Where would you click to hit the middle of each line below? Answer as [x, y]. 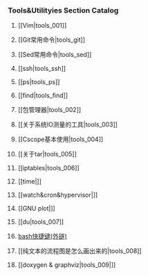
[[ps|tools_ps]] [39, 82]
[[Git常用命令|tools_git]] [52, 40]
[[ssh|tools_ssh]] [42, 69]
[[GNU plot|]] [37, 209]
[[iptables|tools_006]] [49, 168]
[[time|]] [30, 181]
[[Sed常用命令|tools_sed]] [55, 55]
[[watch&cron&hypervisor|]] [58, 195]
